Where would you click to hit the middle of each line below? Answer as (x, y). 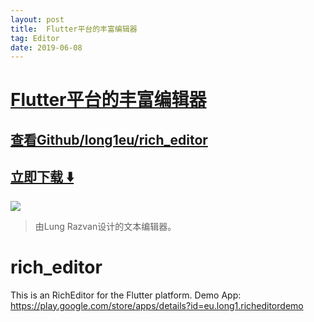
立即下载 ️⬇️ (42, 177)
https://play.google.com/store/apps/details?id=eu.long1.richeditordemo (157, 305)
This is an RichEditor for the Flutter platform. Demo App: (126, 295)
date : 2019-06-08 (46, 47)
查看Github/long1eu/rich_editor (109, 139)
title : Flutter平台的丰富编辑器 (74, 29)
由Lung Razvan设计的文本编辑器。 (105, 226)
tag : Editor (35, 38)
